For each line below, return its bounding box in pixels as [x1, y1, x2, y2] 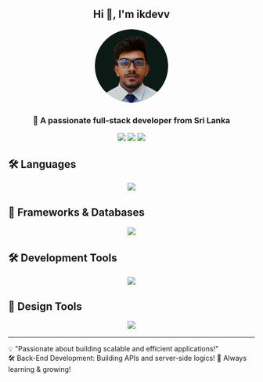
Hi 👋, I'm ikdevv [92, 8, 171, 21]
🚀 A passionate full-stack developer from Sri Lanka [32, 115, 231, 126]
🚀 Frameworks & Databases [8, 206, 145, 220]
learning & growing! [8, 365, 71, 374]
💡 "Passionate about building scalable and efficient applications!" [8, 344, 219, 354]
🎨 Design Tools [8, 300, 82, 313]
